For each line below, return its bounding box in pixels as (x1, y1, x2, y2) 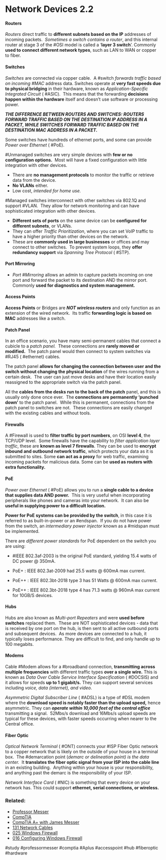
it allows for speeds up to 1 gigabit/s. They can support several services (5, 680, 153, 686)
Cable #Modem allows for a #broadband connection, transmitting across (5, 664, 155, 670)
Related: (5, 797, 26, 804)
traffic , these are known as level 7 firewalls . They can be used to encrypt (5, 443, 157, 449)
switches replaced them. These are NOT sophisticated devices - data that (5, 620, 158, 626)
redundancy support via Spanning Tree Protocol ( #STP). (12, 249, 130, 255)
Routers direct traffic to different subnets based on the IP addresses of (5, 31, 152, 37)
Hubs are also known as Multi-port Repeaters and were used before (5, 614, 145, 620)
